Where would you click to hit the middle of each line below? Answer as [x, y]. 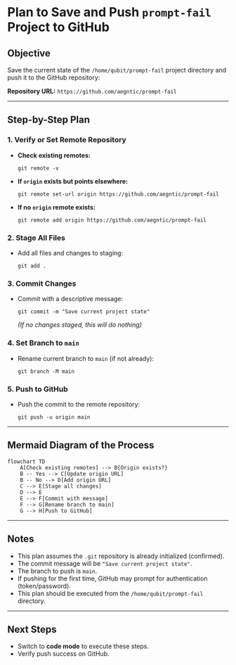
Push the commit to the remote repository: [79, 404]
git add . [32, 266]
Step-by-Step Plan [48, 120]
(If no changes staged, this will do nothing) [80, 325]
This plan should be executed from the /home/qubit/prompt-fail [110, 593]
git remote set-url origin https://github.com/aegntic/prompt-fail [118, 194]
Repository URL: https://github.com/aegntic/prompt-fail [92, 91]
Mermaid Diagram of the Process [81, 445]
